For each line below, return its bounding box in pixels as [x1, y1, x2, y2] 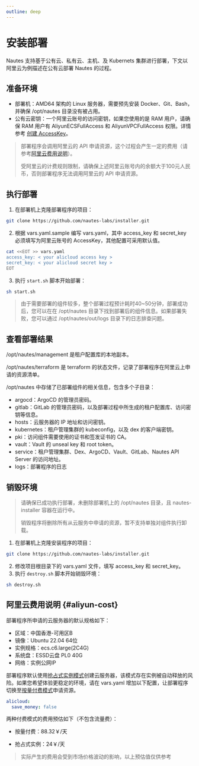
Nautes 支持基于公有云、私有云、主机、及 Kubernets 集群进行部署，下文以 [6, 57, 188, 64]
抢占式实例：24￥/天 [14, 740, 65, 748]
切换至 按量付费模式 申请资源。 [6, 686, 79, 694]
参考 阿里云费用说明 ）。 [20, 150, 76, 157]
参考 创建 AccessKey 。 [14, 130, 71, 137]
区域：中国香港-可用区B [14, 629, 73, 636]
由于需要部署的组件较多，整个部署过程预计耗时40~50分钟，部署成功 [20, 300, 188, 307]
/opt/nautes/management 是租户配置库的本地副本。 [6, 351, 132, 358]
